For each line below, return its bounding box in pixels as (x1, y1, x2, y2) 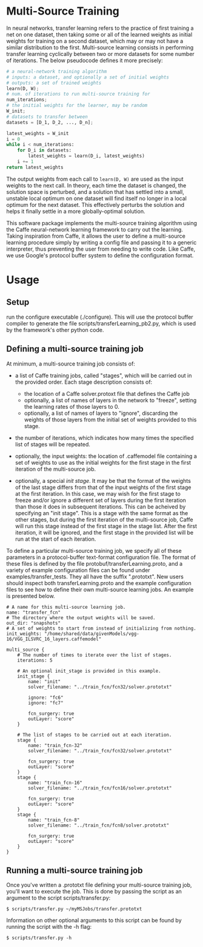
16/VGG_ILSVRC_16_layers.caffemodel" (6, 636, 102, 642)
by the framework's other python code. (6, 326, 104, 333)
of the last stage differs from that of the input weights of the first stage (15, 484, 191, 491)
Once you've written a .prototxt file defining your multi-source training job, (6, 881, 192, 889)
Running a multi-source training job (6, 865, 143, 876)
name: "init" (28, 678, 61, 685)
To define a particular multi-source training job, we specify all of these (6, 547, 182, 554)
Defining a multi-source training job (6, 344, 144, 354)
